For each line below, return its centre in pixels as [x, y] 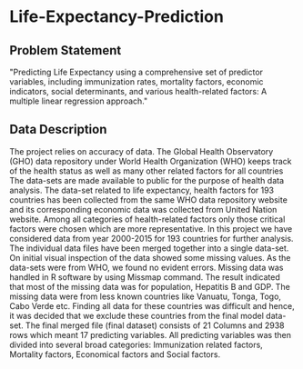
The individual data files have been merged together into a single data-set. [149, 248]
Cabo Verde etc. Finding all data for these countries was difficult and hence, [152, 305]
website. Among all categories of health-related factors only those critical [147, 219]
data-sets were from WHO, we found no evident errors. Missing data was [146, 267]
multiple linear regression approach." [79, 101]
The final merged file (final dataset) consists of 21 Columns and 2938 [155, 325]
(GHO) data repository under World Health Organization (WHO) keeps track [151, 161]
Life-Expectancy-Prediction [117, 17]
